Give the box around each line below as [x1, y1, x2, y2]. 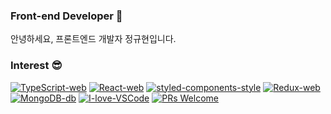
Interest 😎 [10, 59, 63, 73]
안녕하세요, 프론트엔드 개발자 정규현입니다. [10, 33, 177, 45]
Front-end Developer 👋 [10, 9, 123, 23]
